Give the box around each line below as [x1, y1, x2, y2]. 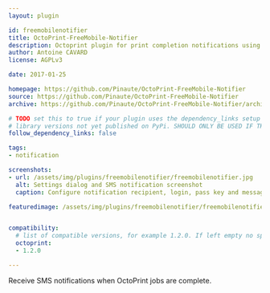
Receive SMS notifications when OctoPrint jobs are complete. [8, 275, 212, 285]
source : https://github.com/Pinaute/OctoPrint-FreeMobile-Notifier [8, 92, 239, 100]
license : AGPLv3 [8, 56, 63, 64]
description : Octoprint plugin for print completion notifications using [8, 41, 261, 49]
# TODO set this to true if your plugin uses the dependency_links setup [8, 114, 261, 123]
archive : [8, 100, 38, 108]
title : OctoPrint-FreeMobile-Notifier [8, 34, 138, 42]
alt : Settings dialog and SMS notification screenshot [15, 181, 203, 189]
